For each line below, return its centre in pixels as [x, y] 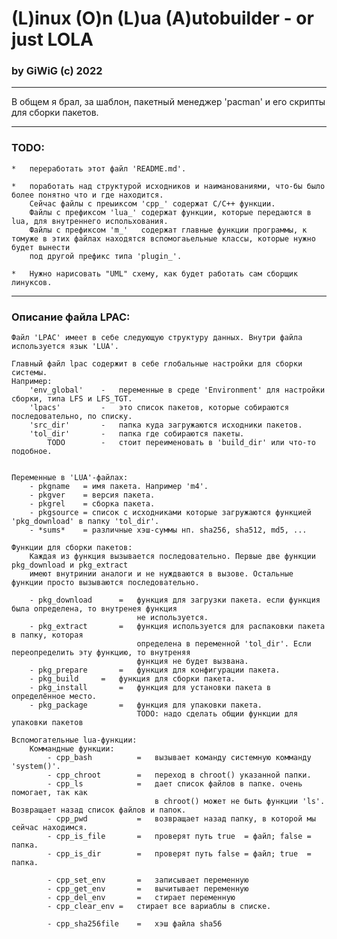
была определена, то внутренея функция [94, 609]
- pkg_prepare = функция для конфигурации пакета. [155, 670]
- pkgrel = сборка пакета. [92, 504]
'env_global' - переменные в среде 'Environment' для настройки [177, 390]
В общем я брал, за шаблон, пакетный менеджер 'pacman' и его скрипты [168, 102]
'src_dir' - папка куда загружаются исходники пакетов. [166, 425]
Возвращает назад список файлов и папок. [99, 810]
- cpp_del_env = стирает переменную [141, 898]
